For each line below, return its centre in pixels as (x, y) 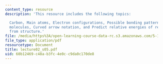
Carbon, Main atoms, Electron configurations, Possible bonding (76, 23)
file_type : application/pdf (33, 41)
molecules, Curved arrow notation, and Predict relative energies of (81, 27)
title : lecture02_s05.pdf (31, 49)
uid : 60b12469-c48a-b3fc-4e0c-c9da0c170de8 (50, 54)
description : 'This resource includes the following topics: (68, 14)
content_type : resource (29, 9)
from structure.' (27, 32)
